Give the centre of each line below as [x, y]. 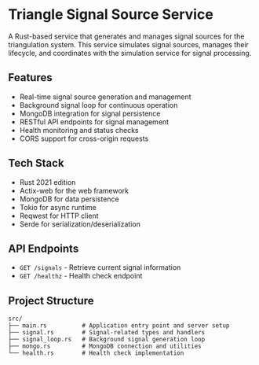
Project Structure [51, 300]
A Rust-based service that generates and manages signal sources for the [126, 36]
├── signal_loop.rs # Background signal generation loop [107, 340]
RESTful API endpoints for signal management [94, 122]
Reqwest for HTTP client [59, 216]
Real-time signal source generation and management [105, 97]
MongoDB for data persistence [69, 199]
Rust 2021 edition [47, 182]
